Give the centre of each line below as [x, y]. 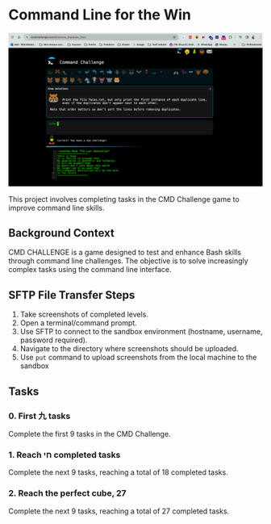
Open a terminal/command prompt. [78, 323]
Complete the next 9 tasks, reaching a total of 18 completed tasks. [118, 472]
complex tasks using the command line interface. [90, 270]
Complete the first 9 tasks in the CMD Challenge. [90, 434]
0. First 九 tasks [40, 416]
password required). [54, 340]
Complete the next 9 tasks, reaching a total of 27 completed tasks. [119, 511]
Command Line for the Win [100, 15]
